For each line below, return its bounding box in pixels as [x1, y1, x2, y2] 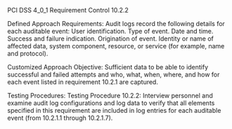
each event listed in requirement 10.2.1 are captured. [7, 78, 158, 86]
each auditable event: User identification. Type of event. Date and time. [7, 27, 214, 35]
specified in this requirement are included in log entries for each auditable [7, 107, 221, 114]
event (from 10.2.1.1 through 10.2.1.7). [7, 114, 113, 122]
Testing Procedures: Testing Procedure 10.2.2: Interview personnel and [7, 91, 213, 100]
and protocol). [7, 49, 49, 57]
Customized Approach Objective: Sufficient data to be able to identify [7, 63, 209, 71]
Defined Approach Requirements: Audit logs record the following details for [7, 20, 225, 27]
